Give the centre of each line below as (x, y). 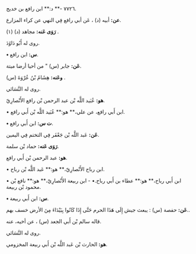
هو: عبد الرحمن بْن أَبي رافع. (37, 157)
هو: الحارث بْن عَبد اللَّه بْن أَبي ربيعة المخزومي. (57, 244)
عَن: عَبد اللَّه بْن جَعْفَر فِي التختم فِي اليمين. (53, 135)
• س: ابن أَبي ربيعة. (28, 198)
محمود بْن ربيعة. (24, 187)
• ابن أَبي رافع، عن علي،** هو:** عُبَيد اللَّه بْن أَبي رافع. (66, 112)
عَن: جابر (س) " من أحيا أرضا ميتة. (44, 66)
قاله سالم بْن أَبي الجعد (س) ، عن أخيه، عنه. (54, 221)
